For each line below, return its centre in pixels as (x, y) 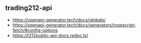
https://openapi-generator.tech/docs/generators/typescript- (74, 25)
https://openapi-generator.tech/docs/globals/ (59, 20)
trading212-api (29, 8)
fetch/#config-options (35, 30)
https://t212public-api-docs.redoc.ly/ (50, 35)
